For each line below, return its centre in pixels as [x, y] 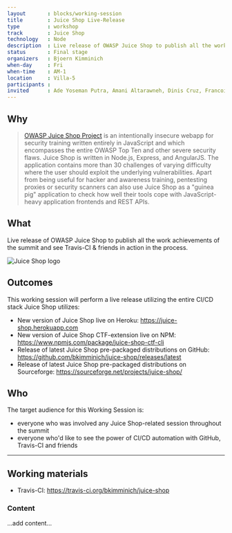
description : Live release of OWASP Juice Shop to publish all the [109, 46]
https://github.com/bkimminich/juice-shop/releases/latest [99, 356]
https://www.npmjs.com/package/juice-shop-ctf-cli [90, 342]
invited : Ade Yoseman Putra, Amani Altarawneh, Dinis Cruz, [105, 91]
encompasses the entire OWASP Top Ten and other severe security [120, 150]
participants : [29, 84]
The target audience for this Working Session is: [76, 410]
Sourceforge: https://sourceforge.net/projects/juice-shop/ [100, 372]
